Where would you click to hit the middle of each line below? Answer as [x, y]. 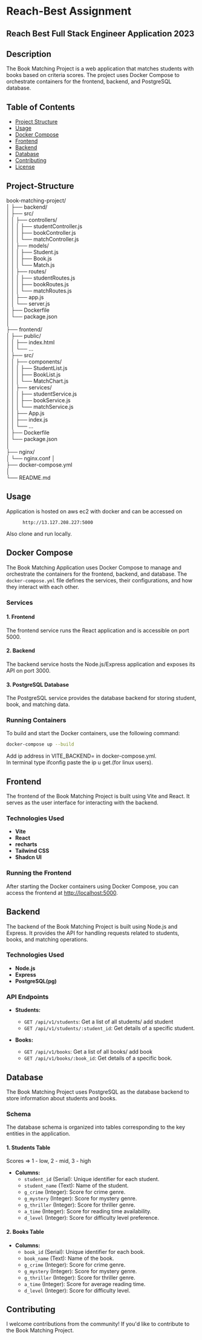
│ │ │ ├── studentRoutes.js [41, 278]
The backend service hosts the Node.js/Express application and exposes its [101, 664]
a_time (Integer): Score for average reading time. [85, 1284]
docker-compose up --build [40, 744]
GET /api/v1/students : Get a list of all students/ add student [99, 1022]
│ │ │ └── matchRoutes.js [39, 291]
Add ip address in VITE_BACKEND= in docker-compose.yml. [82, 756]
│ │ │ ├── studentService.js [42, 394]
